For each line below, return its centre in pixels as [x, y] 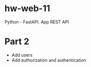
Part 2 [17, 42]
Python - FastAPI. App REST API [37, 22]
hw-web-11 [27, 8]
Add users [22, 55]
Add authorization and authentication [49, 60]
